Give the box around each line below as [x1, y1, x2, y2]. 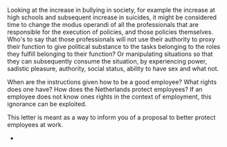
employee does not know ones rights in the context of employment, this [7, 92, 212, 101]
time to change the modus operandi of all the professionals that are [7, 21, 199, 28]
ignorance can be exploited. [7, 100, 87, 108]
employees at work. [7, 121, 64, 128]
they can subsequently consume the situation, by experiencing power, [7, 57, 208, 65]
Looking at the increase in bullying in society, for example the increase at [7, 6, 216, 14]
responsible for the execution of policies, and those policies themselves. [7, 28, 213, 36]
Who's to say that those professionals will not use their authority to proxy [7, 35, 216, 43]
